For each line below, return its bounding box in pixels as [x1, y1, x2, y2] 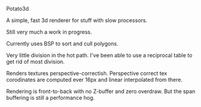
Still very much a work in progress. [6, 28, 92, 35]
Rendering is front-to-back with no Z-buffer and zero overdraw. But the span [6, 88, 196, 95]
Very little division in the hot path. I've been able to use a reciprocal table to [6, 52, 193, 59]
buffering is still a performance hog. [6, 94, 95, 101]
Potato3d [6, 5, 29, 12]
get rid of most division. [6, 58, 65, 65]
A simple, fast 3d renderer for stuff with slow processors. [6, 17, 148, 23]
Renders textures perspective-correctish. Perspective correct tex [6, 70, 167, 77]
